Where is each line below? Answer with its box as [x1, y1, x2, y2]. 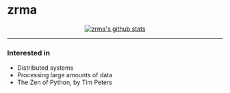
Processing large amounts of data [16, 71, 113, 79]
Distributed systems [16, 64, 74, 72]
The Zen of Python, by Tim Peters [16, 78, 113, 87]
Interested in [7, 48, 50, 57]
